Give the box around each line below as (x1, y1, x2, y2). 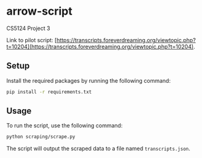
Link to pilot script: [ (6, 36, 57, 43)
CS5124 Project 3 (6, 24, 50, 32)
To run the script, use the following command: (6, 122, 123, 129)
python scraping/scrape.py (6, 134, 76, 140)
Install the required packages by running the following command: (6, 77, 171, 84)
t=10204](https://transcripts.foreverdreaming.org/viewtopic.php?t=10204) (6, 43, 194, 50)
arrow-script (6, 4, 72, 18)
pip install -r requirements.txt (6, 89, 92, 95)
